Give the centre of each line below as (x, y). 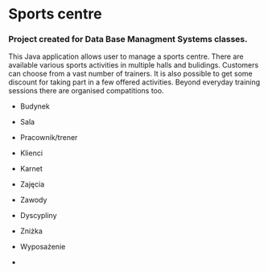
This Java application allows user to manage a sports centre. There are (126, 56)
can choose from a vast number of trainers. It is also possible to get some (131, 74)
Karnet (31, 169)
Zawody (33, 200)
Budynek (35, 106)
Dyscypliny (39, 216)
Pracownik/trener (49, 138)
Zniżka (31, 231)
